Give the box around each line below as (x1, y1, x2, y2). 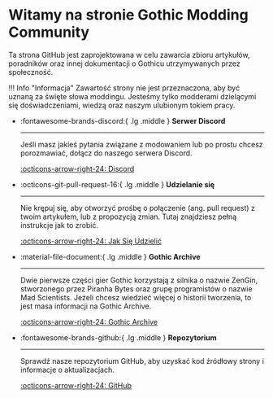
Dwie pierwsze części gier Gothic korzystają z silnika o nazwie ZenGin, (19, 275, 258, 285)
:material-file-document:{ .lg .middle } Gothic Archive (19, 251, 201, 261)
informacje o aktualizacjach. (19, 365, 115, 374)
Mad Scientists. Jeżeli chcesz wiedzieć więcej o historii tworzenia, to (19, 292, 252, 302)
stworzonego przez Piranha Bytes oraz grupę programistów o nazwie (19, 283, 253, 294)
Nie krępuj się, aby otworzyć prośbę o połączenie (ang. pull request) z (19, 203, 256, 212)
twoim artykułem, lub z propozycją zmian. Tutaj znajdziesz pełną (19, 212, 237, 221)
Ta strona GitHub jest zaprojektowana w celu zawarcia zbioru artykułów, (8, 50, 250, 59)
